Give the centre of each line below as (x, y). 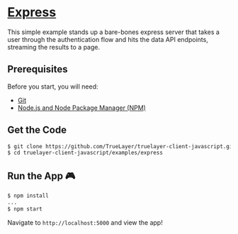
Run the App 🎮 (41, 175)
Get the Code (37, 130)
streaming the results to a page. (54, 47)
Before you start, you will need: (53, 87)
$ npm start (25, 209)
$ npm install (28, 196)
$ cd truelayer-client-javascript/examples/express (85, 153)
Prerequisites (38, 69)
